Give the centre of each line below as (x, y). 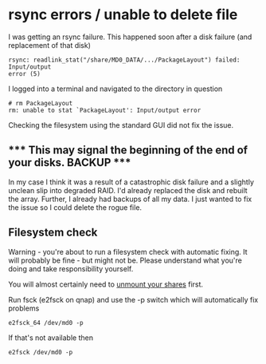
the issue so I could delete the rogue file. (75, 207)
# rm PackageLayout (41, 103)
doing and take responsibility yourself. (71, 268)
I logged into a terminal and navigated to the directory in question (115, 89)
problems (24, 308)
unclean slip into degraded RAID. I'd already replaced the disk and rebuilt (128, 190)
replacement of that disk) (50, 45)
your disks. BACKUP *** (70, 162)
